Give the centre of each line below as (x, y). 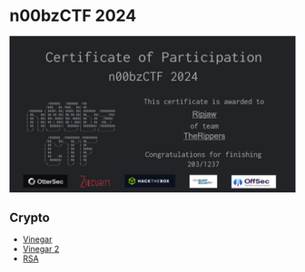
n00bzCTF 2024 (73, 16)
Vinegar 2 (41, 249)
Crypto (30, 217)
